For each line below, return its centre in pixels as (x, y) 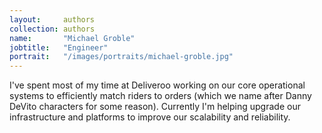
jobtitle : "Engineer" (59, 47)
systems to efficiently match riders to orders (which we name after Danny (160, 96)
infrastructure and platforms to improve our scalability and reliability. (150, 117)
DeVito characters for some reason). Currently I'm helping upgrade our (155, 107)
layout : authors (52, 19)
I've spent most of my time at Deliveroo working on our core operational (157, 85)
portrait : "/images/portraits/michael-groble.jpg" (121, 57)
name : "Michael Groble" (72, 38)
